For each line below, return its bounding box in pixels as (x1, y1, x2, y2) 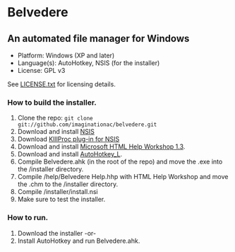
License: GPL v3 (17, 67, 66, 74)
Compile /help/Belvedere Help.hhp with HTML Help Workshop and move (17, 173, 229, 181)
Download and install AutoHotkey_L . (17, 150, 122, 159)
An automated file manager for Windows (7, 33, 190, 45)
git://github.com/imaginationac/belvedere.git (17, 121, 157, 128)
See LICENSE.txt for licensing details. (7, 80, 116, 88)
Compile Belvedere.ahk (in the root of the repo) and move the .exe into (17, 157, 223, 166)
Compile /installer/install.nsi (17, 188, 98, 196)
